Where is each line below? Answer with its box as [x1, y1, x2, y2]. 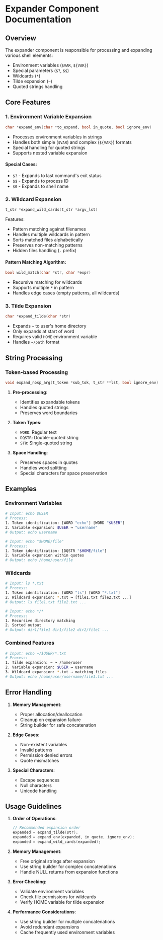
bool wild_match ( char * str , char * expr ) [5, 270, 92, 275]
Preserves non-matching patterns [12, 242, 83, 248]
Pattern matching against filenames [12, 226, 87, 232]
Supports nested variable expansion [12, 149, 88, 156]
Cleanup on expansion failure [20, 717, 81, 723]
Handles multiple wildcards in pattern [12, 231, 90, 237]
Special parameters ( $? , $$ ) [12, 67, 69, 73]
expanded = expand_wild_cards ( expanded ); [12, 839, 101, 844]
